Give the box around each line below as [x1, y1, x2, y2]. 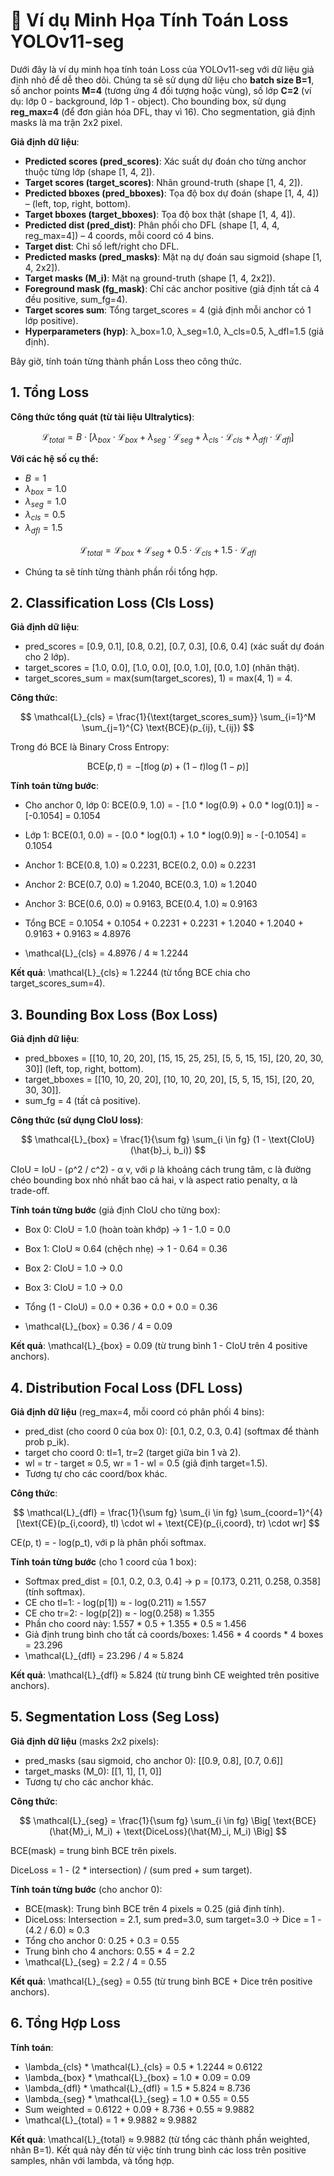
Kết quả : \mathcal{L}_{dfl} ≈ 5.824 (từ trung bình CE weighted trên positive [10, 1669, 320, 1681]
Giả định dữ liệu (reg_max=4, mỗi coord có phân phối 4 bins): [10, 1405, 265, 1418]
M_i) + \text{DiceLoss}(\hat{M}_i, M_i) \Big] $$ [94, 1825, 287, 1837]
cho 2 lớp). [24, 651, 70, 663]
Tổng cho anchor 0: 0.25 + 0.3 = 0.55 [24, 1934, 180, 1946]
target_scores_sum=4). [10, 977, 106, 989]
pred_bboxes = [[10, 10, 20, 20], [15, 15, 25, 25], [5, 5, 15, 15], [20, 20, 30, [24, 1052, 324, 1064]
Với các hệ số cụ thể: [10, 452, 99, 464]
